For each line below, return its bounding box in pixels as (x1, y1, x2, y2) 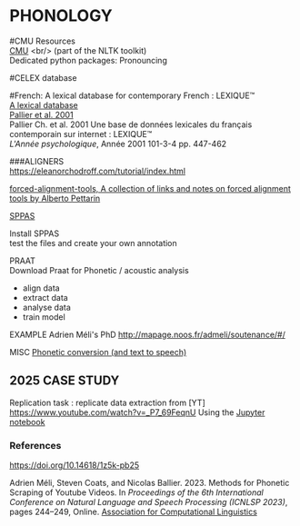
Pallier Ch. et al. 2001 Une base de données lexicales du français (9, 119, 253, 130)
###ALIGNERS (9, 155, 65, 166)
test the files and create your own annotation (9, 237, 177, 248)
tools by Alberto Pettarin (9, 193, 101, 203)
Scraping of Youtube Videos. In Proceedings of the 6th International (9, 487, 264, 498)
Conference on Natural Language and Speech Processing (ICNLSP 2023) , (9, 497, 288, 508)
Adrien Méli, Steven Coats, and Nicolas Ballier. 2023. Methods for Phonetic (9, 478, 290, 489)
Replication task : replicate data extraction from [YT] (9, 397, 206, 408)
